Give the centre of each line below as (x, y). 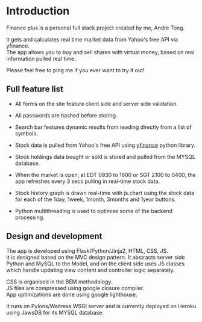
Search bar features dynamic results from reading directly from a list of (103, 127)
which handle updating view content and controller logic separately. (90, 270)
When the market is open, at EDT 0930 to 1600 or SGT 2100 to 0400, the (105, 175)
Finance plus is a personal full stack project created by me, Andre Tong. (96, 28)
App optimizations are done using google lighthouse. (72, 294)
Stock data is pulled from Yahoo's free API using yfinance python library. (105, 145)
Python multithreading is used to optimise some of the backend (94, 211)
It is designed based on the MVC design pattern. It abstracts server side (96, 257)
